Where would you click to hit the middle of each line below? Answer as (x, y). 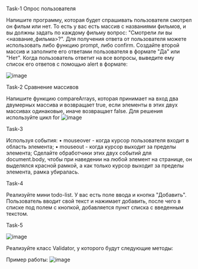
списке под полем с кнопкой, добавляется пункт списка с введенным (95, 207)
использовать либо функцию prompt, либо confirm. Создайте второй (93, 45)
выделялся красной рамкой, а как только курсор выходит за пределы (95, 166)
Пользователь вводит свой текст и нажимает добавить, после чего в (94, 201)
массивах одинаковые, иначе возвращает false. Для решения (85, 111)
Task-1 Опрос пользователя (41, 9)
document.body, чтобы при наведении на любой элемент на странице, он (99, 159)
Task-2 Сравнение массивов (42, 87)
